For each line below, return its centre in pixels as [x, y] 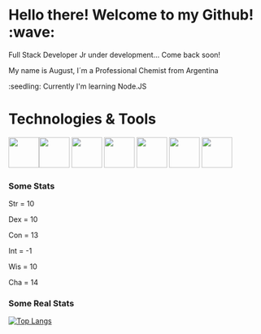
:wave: [32, 32]
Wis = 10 [23, 267]
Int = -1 [20, 251]
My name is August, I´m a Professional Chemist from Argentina [113, 70]
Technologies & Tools [83, 119]
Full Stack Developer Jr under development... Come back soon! [115, 54]
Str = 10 [22, 204]
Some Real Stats [41, 304]
